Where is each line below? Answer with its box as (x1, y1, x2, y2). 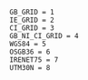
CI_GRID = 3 (9, 24, 54, 33)
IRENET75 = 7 (9, 55, 59, 65)
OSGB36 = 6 (9, 47, 51, 56)
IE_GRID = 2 (9, 15, 54, 25)
